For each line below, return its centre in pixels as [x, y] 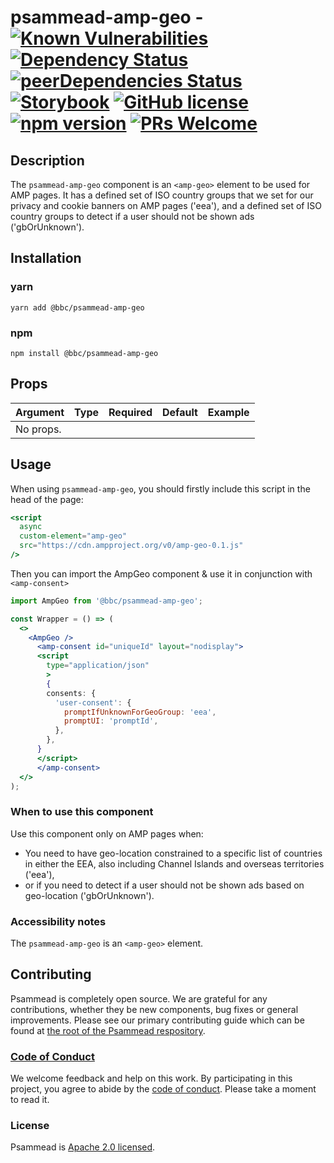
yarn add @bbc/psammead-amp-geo [77, 307]
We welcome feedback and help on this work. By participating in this [151, 1078]
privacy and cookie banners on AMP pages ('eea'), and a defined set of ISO [166, 205]
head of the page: [47, 499]
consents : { [71, 693]
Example [228, 412]
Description [47, 160]
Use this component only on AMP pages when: [107, 833]
